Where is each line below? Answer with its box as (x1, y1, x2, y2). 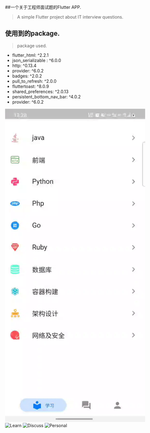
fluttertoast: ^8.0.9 (12, 83, 49, 89)
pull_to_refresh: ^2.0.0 (12, 78, 57, 84)
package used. (17, 43, 47, 48)
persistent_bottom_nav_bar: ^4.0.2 (12, 93, 81, 99)
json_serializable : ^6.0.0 (12, 57, 61, 63)
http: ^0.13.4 (12, 63, 37, 68)
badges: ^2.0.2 (12, 73, 42, 79)
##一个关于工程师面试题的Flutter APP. (5, 4, 81, 10)
